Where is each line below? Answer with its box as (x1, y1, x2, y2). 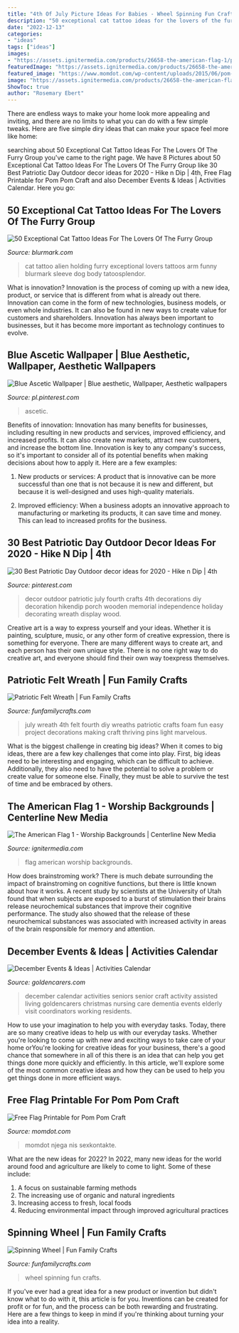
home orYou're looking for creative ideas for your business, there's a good (7, 1043, 225, 1052)
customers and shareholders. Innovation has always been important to (7, 313, 214, 322)
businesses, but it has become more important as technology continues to (7, 321, 225, 330)
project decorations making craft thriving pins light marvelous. (24, 728, 208, 737)
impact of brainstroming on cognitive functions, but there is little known (7, 880, 217, 888)
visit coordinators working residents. (24, 1007, 132, 1015)
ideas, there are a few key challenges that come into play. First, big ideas (7, 749, 221, 758)
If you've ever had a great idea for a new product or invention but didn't (7, 1287, 217, 1295)
